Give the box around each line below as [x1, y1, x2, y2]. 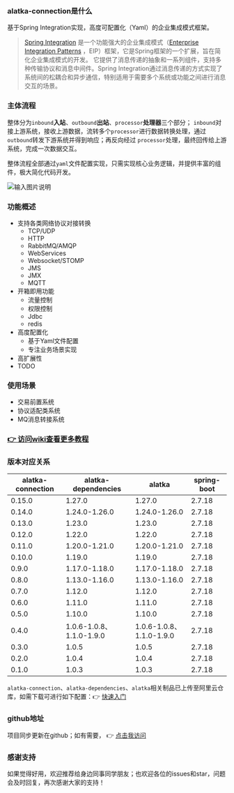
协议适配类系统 [17, 407, 61, 415]
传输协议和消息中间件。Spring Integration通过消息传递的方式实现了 [30, 64, 223, 73]
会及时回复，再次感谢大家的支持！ [7, 778, 105, 786]
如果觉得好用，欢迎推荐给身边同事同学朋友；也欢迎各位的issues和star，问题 [7, 769, 226, 778]
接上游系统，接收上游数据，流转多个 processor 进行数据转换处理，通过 [7, 127, 207, 135]
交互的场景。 [24, 82, 61, 90]
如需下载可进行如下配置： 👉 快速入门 [19, 693, 127, 701]
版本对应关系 [7, 457, 51, 467]
